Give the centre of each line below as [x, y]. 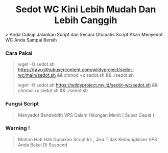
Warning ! [18, 128]
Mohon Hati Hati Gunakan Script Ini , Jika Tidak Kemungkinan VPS [87, 139]
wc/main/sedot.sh [37, 75]
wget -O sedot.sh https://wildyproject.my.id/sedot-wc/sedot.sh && [88, 85]
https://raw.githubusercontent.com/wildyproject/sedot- [76, 70]
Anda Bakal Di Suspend [42, 145]
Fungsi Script [22, 104]
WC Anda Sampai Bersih [31, 40]
